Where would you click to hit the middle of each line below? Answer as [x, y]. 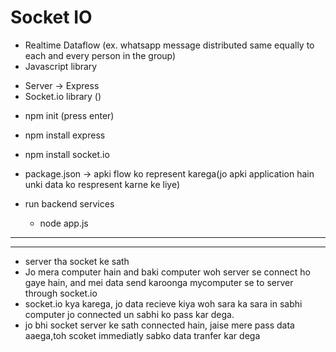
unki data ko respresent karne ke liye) [102, 184]
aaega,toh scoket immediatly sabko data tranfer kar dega [142, 335]
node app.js [64, 223]
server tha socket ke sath [77, 261]
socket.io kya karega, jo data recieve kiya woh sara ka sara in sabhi [163, 303]
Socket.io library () [63, 96]
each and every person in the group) [100, 55]
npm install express [65, 135]
